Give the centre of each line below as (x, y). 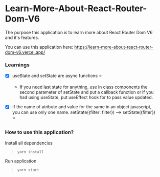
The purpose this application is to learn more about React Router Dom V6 (79, 32)
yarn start (28, 170)
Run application (21, 161)
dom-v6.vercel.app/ (25, 52)
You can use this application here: (39, 47)
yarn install (30, 152)
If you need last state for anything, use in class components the (83, 87)
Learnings (17, 65)
